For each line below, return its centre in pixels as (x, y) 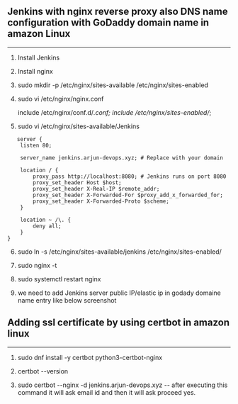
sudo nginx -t (37, 265)
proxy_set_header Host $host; (77, 183)
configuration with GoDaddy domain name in (108, 23)
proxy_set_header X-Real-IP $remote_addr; (96, 189)
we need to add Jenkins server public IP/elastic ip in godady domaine (119, 293)
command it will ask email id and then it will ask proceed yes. (107, 392)
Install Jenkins (39, 57)
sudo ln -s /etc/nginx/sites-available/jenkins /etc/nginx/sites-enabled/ (119, 252)
